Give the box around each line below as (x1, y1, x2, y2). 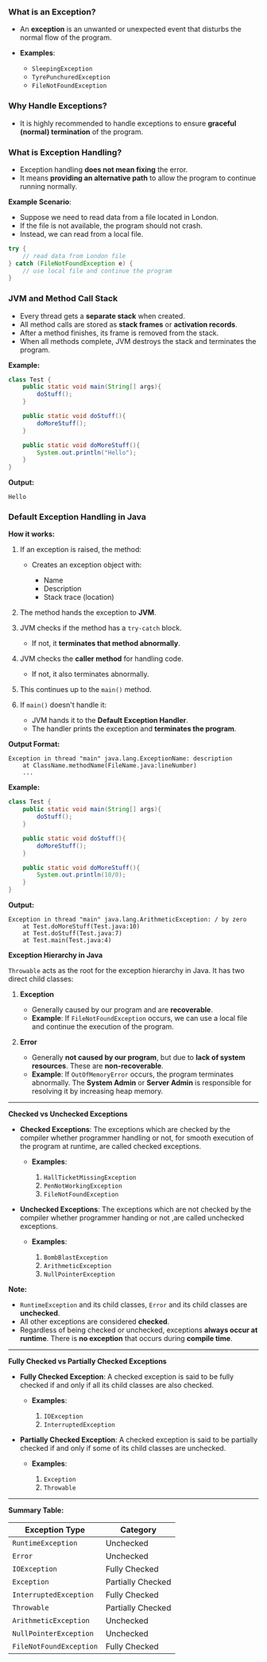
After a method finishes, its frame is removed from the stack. (19, 328, 219, 338)
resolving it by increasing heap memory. (31, 1087, 164, 1096)
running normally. (19, 181, 78, 191)
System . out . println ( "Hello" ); (37, 448, 137, 457)
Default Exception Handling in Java (8, 512, 147, 523)
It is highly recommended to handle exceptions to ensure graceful (19, 118, 237, 128)
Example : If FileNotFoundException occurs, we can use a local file (31, 1014, 248, 1023)
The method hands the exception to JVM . (19, 608, 157, 617)
